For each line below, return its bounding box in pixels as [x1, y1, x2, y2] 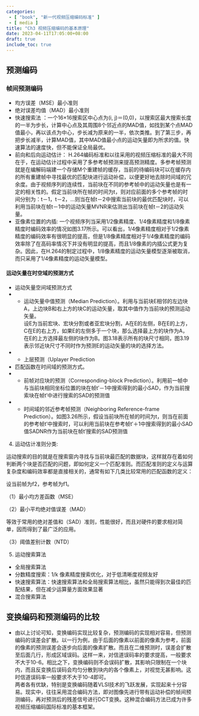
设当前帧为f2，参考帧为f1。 [6, 480, 73, 487]
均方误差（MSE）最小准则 [14, 99, 78, 106]
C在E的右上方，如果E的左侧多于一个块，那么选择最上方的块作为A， [23, 327, 188, 334]
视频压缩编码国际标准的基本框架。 [14, 703, 98, 710]
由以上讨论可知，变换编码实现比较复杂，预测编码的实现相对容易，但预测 [14, 629, 191, 636]
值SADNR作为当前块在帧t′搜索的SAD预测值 [23, 428, 129, 435]
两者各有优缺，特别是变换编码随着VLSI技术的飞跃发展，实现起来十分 [14, 680, 182, 688]
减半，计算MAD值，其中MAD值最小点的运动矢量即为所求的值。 [30, 136, 185, 143]
